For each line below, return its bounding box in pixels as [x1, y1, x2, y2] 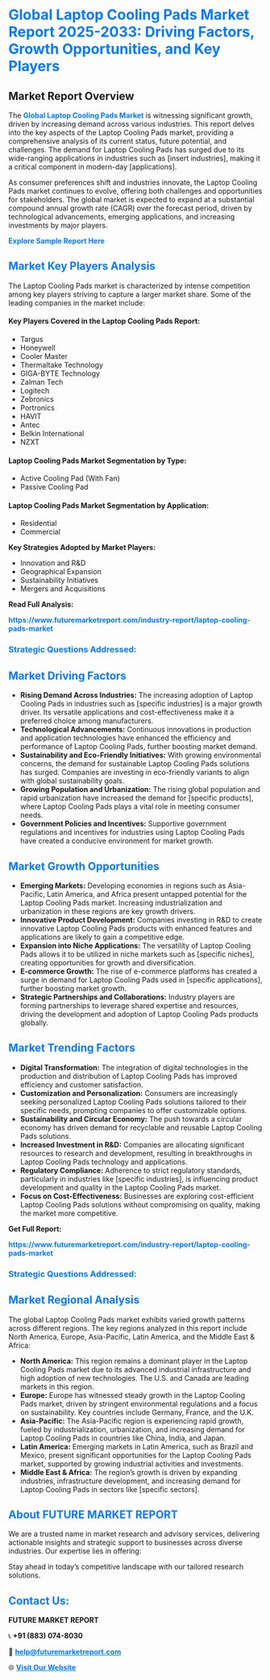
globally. [19, 1018, 48, 1028]
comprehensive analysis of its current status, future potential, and [8, 136, 227, 146]
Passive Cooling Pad [19, 482, 89, 492]
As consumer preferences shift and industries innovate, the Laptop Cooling [8, 177, 258, 187]
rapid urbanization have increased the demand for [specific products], [19, 793, 254, 803]
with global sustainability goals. [19, 776, 125, 786]
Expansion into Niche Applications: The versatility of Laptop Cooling [19, 940, 251, 950]
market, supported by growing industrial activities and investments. [19, 1458, 244, 1469]
